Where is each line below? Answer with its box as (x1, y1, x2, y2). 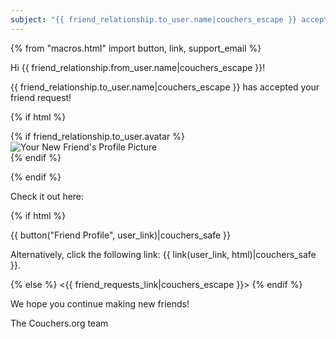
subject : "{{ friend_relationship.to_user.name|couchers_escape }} (10, 14, 298, 25)
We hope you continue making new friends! (10, 297, 190, 310)
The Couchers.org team (10, 317, 109, 329)
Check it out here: (10, 190, 85, 202)
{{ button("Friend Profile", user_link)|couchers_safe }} (10, 229, 231, 241)
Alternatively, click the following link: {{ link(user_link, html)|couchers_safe (10, 248, 317, 260)
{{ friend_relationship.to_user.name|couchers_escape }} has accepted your (10, 81, 320, 93)
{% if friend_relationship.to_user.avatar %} (10, 130, 185, 142)
